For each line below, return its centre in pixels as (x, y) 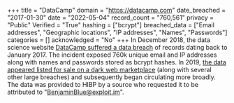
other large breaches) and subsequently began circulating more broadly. (112, 77)
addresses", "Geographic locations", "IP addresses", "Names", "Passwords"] (117, 32)
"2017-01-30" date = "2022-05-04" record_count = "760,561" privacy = (111, 18)
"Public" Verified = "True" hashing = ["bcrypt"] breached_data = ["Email (111, 25)
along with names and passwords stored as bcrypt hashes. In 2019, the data (117, 62)
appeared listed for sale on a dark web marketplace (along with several (109, 70)
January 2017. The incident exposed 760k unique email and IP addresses (112, 55)
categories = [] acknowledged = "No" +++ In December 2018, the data (109, 40)
